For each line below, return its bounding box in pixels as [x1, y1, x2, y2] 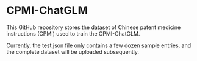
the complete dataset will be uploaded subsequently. [6, 48, 139, 55]
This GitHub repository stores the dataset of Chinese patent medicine [6, 24, 181, 31]
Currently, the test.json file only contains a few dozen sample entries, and [6, 42, 191, 49]
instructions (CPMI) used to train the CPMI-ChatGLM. [6, 30, 140, 37]
